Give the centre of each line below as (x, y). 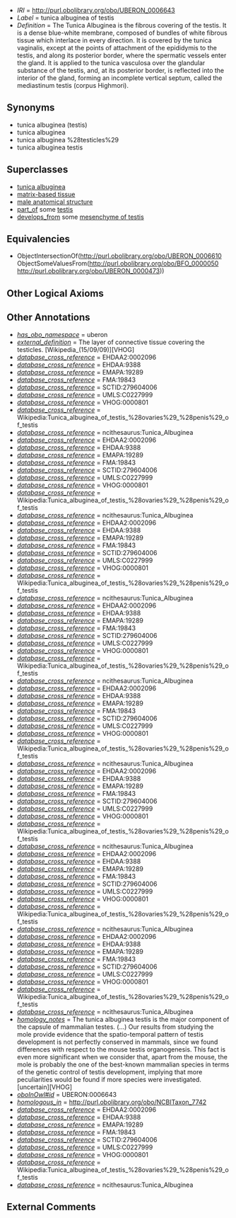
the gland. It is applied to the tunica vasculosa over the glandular (111, 63)
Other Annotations (48, 318)
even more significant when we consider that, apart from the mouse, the (122, 1057)
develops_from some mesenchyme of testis (80, 217)
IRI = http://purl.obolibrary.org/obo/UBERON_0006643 (96, 10)
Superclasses (37, 170)
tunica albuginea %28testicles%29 (68, 140)
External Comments (51, 1207)
